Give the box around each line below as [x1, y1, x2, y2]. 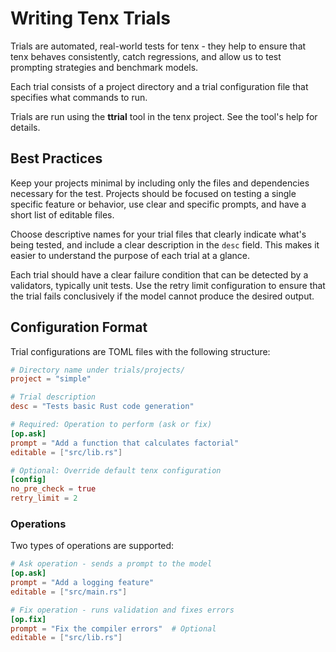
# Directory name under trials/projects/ [10, 365, 186, 375]
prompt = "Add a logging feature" [10, 578, 155, 588]
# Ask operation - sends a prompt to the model [10, 559, 213, 569]
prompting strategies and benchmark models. [10, 61, 199, 73]
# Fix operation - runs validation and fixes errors [10, 605, 235, 615]
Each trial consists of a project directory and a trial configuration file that [10, 80, 309, 92]
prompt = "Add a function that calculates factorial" [10, 438, 240, 448]
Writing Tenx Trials [10, 7, 172, 30]
